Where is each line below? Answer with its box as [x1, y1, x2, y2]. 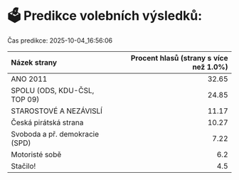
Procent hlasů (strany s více [130, 53, 228, 63]
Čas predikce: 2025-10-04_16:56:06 [7, 36, 112, 45]
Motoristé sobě [11, 149, 62, 159]
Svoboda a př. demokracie [11, 129, 100, 139]
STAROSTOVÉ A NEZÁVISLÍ [11, 106, 103, 116]
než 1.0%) [191, 62, 228, 72]
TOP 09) [11, 94, 40, 104]
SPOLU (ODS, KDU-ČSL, [11, 85, 95, 95]
